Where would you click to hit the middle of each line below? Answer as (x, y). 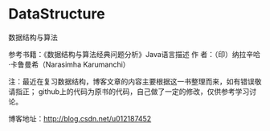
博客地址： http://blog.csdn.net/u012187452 (80, 118)
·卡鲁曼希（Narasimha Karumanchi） (69, 64)
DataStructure (57, 14)
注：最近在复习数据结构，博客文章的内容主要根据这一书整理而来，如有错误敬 (135, 81)
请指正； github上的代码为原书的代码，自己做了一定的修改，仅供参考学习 (129, 91)
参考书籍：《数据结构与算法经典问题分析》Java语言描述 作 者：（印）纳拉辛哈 (135, 54)
